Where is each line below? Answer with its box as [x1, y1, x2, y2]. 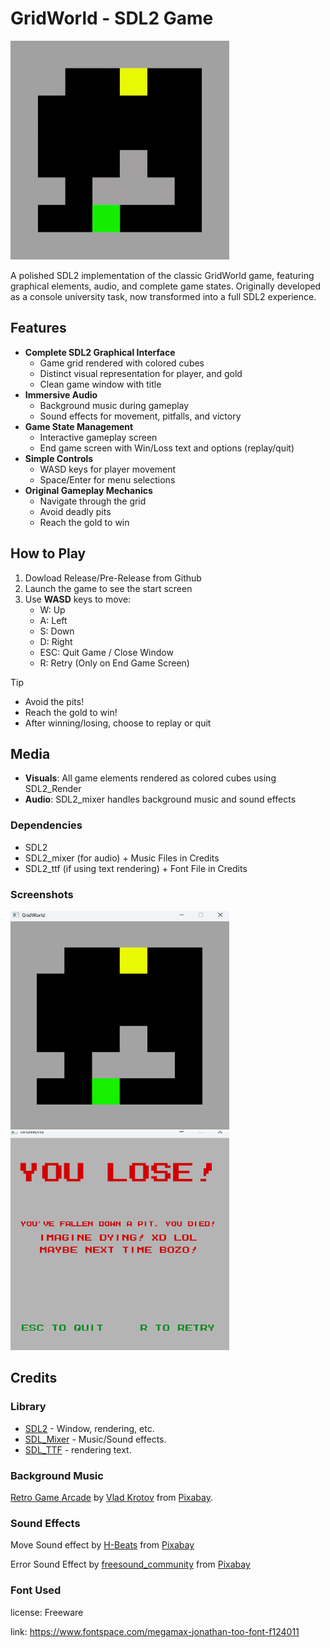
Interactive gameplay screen [39, 431, 158, 443]
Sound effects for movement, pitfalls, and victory [39, 410, 242, 422]
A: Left [39, 614, 68, 626]
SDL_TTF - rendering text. [24, 1443, 132, 1456]
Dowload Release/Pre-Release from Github [24, 572, 202, 584]
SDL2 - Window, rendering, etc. [24, 1422, 155, 1434]
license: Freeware [10, 1606, 84, 1618]
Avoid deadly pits [39, 505, 112, 517]
